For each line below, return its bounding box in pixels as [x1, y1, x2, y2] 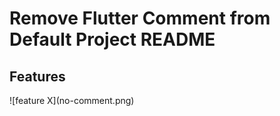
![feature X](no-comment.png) [9, 95, 135, 106]
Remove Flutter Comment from [9, 7, 271, 30]
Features [9, 68, 66, 85]
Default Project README [9, 28, 216, 51]
